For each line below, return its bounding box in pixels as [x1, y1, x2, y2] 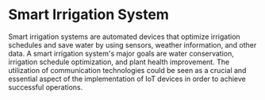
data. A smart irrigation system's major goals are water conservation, [8, 48, 234, 58]
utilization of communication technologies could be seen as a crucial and [8, 65, 247, 75]
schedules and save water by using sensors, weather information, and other [8, 40, 257, 49]
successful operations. [8, 82, 83, 92]
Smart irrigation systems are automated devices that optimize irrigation [8, 32, 240, 41]
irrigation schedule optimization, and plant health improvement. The [8, 57, 230, 67]
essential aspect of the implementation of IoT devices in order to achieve [8, 74, 246, 83]
